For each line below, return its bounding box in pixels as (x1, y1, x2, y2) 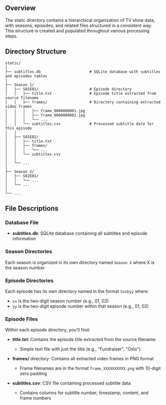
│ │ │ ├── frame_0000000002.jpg (5, 113, 85, 118)
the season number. (5, 265, 46, 270)
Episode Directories (5, 277, 54, 284)
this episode (5, 126, 32, 131)
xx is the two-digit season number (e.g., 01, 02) (12, 298, 109, 304)
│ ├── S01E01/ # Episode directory (5, 86, 132, 91)
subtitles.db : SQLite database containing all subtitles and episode (12, 230, 148, 236)
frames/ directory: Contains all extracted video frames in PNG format (12, 356, 154, 362)
